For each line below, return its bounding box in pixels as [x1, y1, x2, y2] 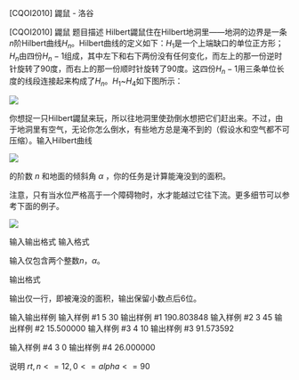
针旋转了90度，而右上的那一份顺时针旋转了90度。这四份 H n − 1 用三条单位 [9, 63, 278, 76]
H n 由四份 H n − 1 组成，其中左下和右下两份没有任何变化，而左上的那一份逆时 [9, 50, 283, 63]
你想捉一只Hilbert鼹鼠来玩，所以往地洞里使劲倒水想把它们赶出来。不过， [9, 113, 276, 124]
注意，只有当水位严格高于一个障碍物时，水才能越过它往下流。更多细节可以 [9, 190, 282, 200]
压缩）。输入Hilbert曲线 [9, 135, 93, 146]
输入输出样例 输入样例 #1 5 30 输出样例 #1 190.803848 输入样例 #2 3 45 [9, 312, 273, 323]
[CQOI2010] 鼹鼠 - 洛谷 [9, 8, 94, 18]
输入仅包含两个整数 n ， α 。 [9, 255, 105, 266]
